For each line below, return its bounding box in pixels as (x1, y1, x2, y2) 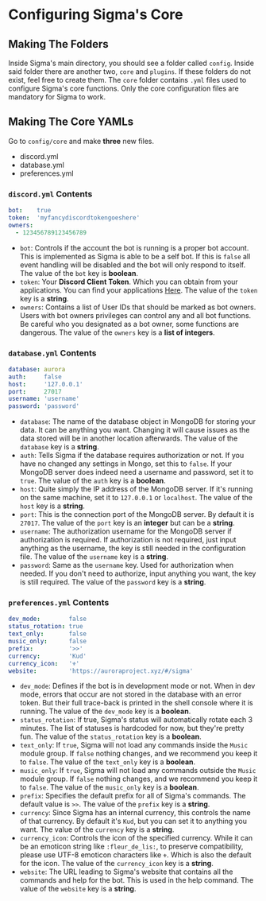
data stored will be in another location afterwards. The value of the (19, 433, 238, 443)
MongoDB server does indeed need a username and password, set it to (19, 468, 254, 477)
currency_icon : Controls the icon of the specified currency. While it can (19, 833, 253, 843)
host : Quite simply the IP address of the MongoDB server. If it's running (19, 484, 253, 494)
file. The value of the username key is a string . (19, 552, 169, 561)
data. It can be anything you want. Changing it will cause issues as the (19, 425, 250, 435)
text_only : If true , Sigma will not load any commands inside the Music (19, 740, 249, 750)
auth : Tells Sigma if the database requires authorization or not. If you (19, 451, 245, 460)
